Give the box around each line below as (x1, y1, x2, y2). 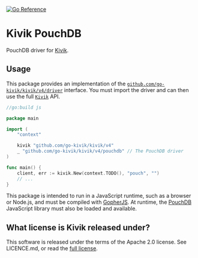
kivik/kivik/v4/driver (6, 87, 63, 93)
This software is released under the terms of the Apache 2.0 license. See (6, 238, 187, 246)
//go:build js (6, 104, 42, 111)
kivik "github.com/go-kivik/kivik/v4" (17, 143, 114, 149)
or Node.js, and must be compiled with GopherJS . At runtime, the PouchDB (6, 198, 192, 206)
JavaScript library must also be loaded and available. (6, 205, 137, 212)
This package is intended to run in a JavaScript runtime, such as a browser (6, 192, 191, 200)
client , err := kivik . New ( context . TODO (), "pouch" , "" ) (17, 170, 160, 176)
